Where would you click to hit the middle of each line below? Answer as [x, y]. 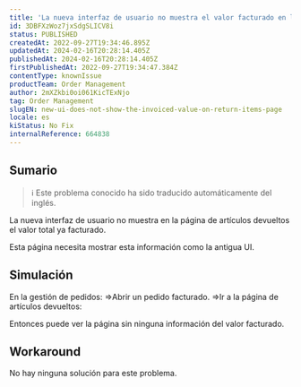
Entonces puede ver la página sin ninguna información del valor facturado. [147, 323]
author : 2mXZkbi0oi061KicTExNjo [69, 92]
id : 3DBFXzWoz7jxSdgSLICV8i [62, 26]
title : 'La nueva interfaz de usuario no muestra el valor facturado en [148, 17]
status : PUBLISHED [43, 34]
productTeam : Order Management [68, 84]
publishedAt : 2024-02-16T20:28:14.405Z [84, 59]
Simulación [41, 275]
